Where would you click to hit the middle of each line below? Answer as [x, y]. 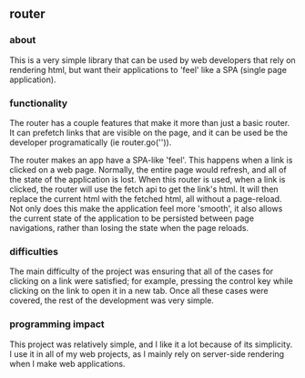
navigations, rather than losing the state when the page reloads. [129, 227]
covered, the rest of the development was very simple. [112, 300]
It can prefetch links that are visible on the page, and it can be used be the [149, 132]
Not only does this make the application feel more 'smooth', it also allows [146, 208]
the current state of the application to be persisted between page [132, 218]
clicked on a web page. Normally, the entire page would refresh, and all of [148, 169]
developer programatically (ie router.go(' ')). [91, 142]
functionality [39, 103]
